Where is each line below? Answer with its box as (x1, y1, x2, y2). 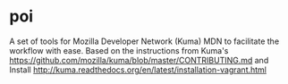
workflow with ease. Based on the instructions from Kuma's (9, 45, 229, 55)
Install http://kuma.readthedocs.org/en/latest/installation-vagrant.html (9, 64, 267, 75)
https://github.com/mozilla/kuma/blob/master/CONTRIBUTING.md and (9, 55, 269, 65)
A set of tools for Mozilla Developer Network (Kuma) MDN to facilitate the (9, 36, 280, 46)
